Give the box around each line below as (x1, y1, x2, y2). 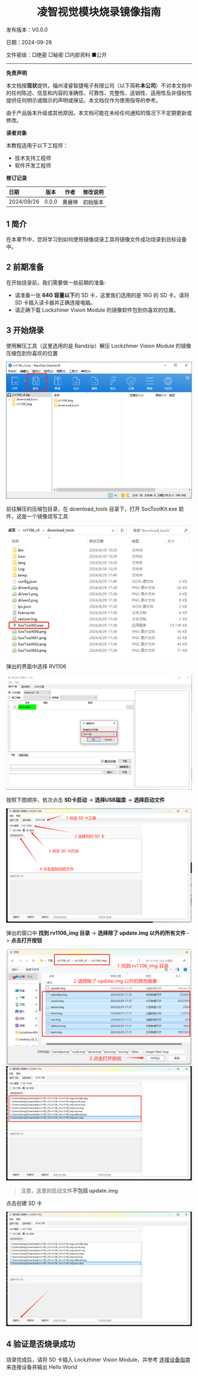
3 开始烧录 (6, 325, 44, 335)
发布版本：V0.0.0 (6, 26, 48, 33)
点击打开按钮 (11, 936, 42, 944)
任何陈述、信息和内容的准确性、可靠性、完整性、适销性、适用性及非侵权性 (11, 89, 192, 96)
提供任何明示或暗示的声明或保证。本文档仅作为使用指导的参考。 (6, 96, 161, 104)
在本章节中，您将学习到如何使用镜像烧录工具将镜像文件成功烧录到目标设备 (6, 236, 187, 243)
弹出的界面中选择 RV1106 (6, 663, 67, 670)
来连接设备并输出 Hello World (6, 1363, 78, 1370)
